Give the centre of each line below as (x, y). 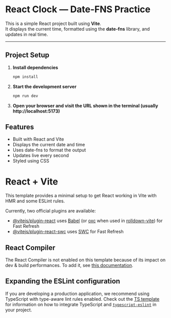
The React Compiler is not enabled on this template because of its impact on (85, 260)
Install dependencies (35, 67)
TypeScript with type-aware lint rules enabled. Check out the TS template (82, 299)
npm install (25, 77)
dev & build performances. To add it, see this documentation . (69, 266)
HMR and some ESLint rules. (35, 201)
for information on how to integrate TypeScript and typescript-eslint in (81, 304)
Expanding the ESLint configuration (63, 281)
